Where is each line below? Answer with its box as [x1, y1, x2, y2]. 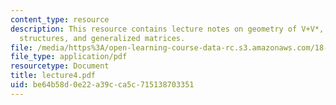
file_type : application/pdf [10, 52, 128, 62]
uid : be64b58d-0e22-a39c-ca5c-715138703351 [10, 80, 195, 90]
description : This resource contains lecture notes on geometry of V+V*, [10, 24, 325, 34]
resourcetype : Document [10, 61, 110, 71]
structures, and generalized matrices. [19, 33, 186, 43]
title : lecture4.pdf [10, 71, 97, 81]
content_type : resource [10, 14, 110, 25]
